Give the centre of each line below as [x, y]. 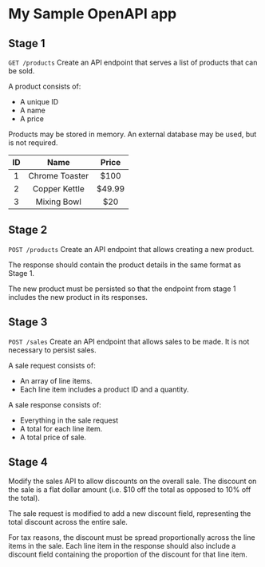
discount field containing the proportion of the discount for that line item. [128, 554]
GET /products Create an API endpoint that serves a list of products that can [133, 62]
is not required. [33, 143]
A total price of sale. [53, 437]
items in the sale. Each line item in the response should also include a [122, 546]
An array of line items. [56, 380]
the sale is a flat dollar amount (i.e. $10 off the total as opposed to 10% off [130, 490]
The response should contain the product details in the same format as [125, 265]
